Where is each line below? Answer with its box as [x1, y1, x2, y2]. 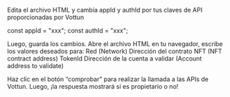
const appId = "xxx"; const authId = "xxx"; [7, 27, 128, 34]
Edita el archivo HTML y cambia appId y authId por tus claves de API [7, 6, 203, 14]
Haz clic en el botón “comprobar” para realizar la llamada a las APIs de [7, 75, 209, 83]
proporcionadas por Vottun [7, 13, 85, 21]
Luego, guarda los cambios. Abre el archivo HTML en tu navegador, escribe [7, 40, 223, 47]
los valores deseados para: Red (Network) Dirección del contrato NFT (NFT [7, 47, 222, 55]
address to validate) [7, 62, 64, 69]
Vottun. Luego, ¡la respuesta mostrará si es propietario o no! [7, 83, 179, 90]
